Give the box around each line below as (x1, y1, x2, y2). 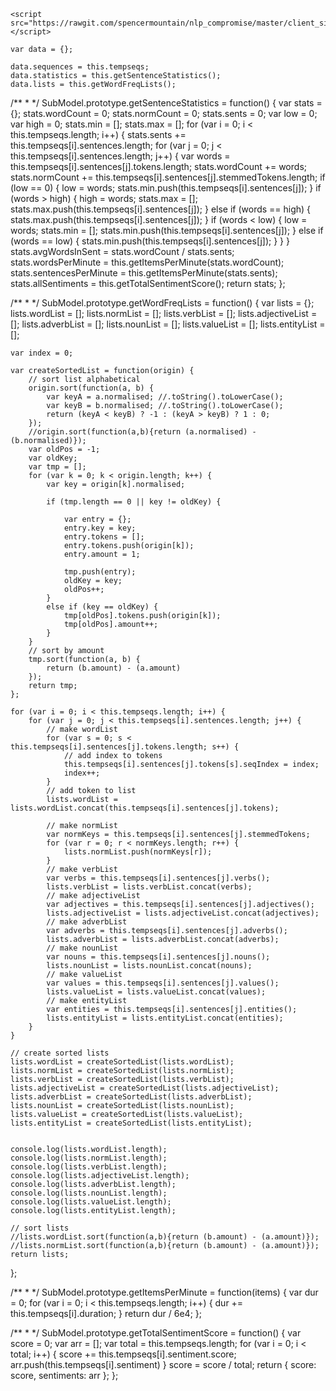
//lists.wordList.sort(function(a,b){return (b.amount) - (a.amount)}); (10, 1232, 320, 1242)
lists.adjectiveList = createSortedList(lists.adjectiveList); (10, 1083, 280, 1093)
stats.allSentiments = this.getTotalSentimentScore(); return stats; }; (10, 278, 286, 289)
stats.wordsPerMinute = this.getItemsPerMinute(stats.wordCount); (10, 256, 285, 268)
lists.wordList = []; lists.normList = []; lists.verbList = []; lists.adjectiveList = (10, 308, 318, 319)
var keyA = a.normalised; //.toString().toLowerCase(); (46, 392, 284, 402)
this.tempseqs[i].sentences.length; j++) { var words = (10, 150, 231, 162)
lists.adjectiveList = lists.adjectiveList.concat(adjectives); (46, 908, 320, 918)
